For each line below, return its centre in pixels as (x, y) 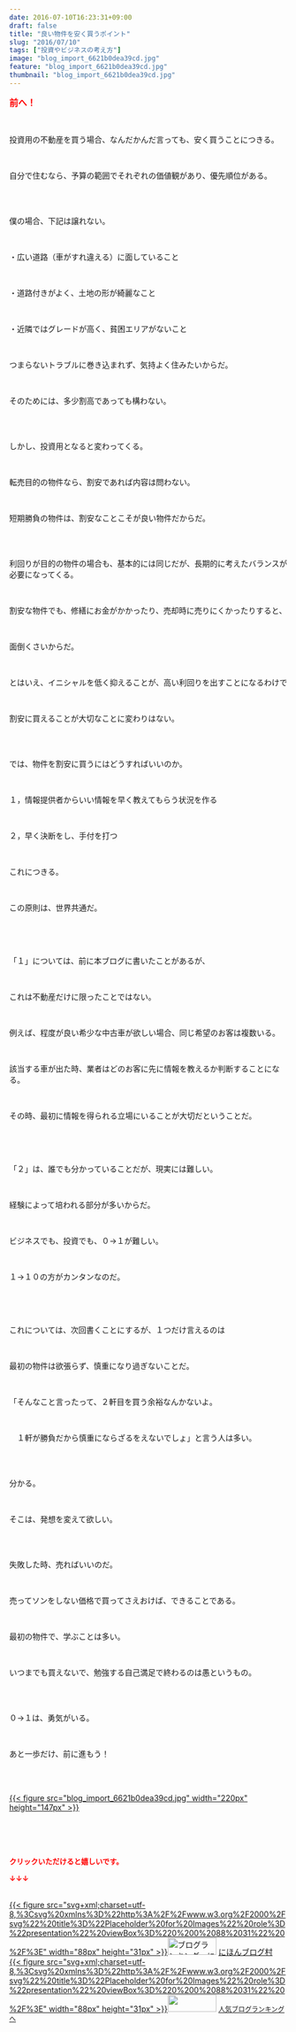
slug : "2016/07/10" (45, 42)
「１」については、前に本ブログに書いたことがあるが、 (110, 961)
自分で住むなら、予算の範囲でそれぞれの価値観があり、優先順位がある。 (140, 175)
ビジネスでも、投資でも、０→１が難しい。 (86, 1240)
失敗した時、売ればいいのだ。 (63, 1565)
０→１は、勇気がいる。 (52, 1718)
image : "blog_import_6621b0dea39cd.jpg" (85, 58)
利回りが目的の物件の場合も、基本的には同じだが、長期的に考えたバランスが (148, 563)
